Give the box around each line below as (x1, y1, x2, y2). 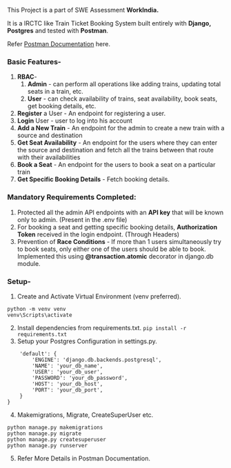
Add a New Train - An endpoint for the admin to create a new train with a (17, 124, 225, 132)
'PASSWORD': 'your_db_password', (32, 374, 128, 381)
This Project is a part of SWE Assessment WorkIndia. (7, 6, 159, 14)
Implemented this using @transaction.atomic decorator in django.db (17, 252, 214, 261)
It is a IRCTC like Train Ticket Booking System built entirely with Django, (7, 19, 212, 27)
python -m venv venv (7, 305, 67, 312)
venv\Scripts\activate (7, 312, 72, 318)
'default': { (19, 350, 57, 357)
